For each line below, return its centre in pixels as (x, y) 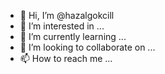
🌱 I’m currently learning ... (73, 36)
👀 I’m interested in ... (62, 26)
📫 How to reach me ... (66, 58)
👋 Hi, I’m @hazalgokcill (67, 15)
